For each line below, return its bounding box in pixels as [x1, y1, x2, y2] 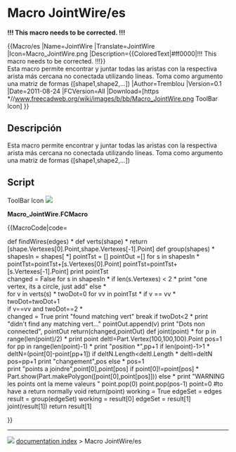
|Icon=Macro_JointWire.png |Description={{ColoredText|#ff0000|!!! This [7, 49, 217, 58]
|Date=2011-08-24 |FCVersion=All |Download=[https [7, 87, 159, 95]
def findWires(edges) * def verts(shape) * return [7, 237, 147, 245]
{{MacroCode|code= [7, 224, 68, 232]
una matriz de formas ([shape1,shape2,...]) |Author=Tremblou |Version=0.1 [7, 79, 222, 87]
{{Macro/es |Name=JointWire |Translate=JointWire [7, 42, 155, 50]
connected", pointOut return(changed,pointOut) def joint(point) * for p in [7, 326, 216, 336]
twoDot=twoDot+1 [7, 297, 60, 305]
